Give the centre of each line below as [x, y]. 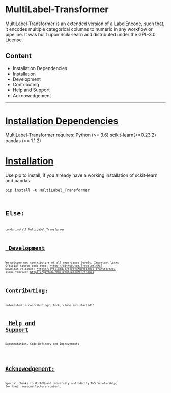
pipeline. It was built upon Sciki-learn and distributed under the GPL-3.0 [80, 34]
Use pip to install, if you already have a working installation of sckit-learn [81, 175]
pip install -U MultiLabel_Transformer [48, 190]
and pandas [18, 180]
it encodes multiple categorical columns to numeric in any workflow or [79, 29]
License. [14, 40]
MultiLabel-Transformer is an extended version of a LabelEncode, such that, [85, 24]
